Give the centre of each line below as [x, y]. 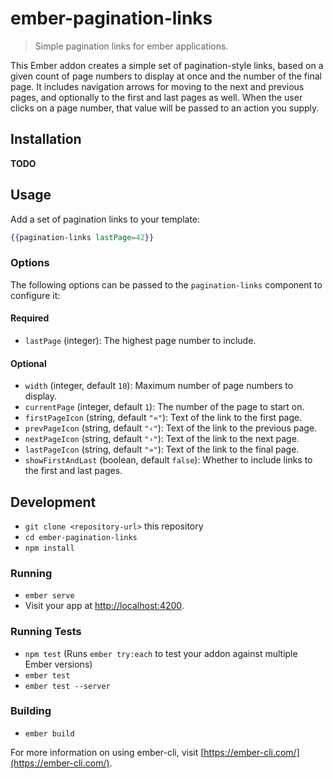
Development [53, 502]
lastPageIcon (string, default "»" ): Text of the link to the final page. [162, 449]
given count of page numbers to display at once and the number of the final [166, 76]
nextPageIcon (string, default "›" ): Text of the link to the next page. [162, 439]
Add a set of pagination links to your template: [105, 219]
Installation [46, 139]
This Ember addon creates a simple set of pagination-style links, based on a [167, 65]
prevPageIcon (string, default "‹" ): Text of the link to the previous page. [171, 428]
